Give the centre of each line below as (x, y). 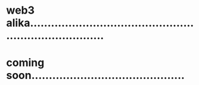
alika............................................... (100, 23)
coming (25, 63)
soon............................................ (95, 75)
